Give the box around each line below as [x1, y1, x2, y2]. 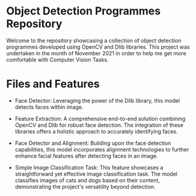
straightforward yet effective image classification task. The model [14, 170, 177, 177]
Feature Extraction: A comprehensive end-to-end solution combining [14, 115, 186, 122]
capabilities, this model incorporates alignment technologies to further [14, 145, 189, 153]
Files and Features [6, 77, 100, 91]
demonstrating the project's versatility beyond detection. [14, 183, 156, 190]
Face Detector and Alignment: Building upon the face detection [14, 139, 171, 147]
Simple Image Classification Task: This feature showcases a [14, 164, 164, 171]
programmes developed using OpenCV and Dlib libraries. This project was [6, 43, 191, 51]
